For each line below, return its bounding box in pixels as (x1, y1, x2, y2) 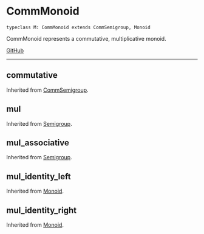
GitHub (6, 47, 24, 54)
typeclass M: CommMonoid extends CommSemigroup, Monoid (6, 24, 151, 30)
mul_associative (6, 137, 70, 148)
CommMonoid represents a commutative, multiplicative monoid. (6, 35, 166, 42)
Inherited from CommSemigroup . (6, 86, 89, 94)
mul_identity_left (6, 171, 71, 182)
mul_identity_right (6, 205, 77, 215)
